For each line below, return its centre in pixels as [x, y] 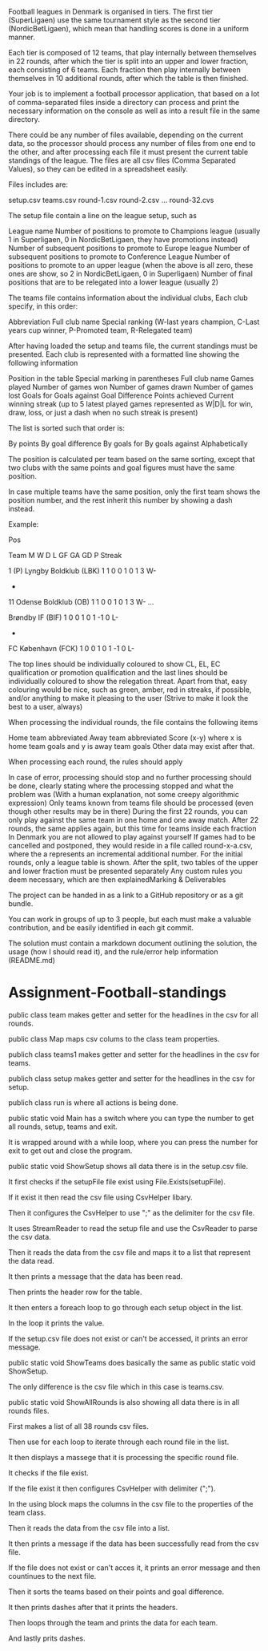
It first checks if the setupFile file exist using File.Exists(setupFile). [117, 1181]
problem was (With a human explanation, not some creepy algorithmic [124, 794]
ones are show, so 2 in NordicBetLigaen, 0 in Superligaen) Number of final [131, 273]
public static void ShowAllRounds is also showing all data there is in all [124, 1402]
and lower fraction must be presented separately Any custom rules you [125, 871]
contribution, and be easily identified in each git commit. [101, 928]
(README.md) [32, 960]
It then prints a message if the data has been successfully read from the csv [134, 1544]
